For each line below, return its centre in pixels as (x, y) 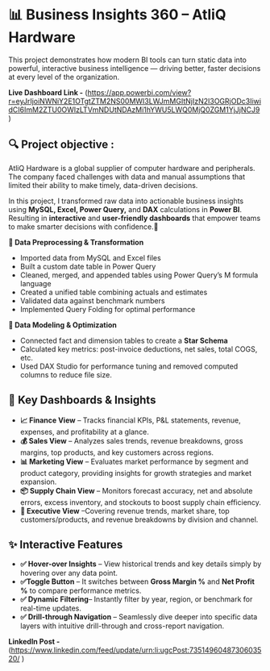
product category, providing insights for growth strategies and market (136, 473)
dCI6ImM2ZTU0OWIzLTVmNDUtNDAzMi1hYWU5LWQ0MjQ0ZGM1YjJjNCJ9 (134, 110)
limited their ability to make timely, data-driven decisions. (103, 185)
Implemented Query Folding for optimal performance (108, 309)
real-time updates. (51, 608)
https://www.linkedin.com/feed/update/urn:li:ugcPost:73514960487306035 (136, 650)
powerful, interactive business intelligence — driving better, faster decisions (135, 68)
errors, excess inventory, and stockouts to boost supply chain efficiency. (141, 502)
